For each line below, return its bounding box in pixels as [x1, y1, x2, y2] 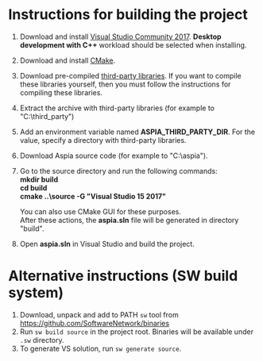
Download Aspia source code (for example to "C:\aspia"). [19, 151, 208, 160]
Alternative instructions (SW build [8, 267, 238, 285]
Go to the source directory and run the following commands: [19, 166, 218, 175]
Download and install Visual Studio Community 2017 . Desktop [19, 32, 222, 41]
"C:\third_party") [19, 111, 75, 121]
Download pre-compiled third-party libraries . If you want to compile [19, 71, 242, 80]
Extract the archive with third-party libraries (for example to [19, 103, 215, 113]
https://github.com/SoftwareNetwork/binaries [19, 318, 169, 328]
